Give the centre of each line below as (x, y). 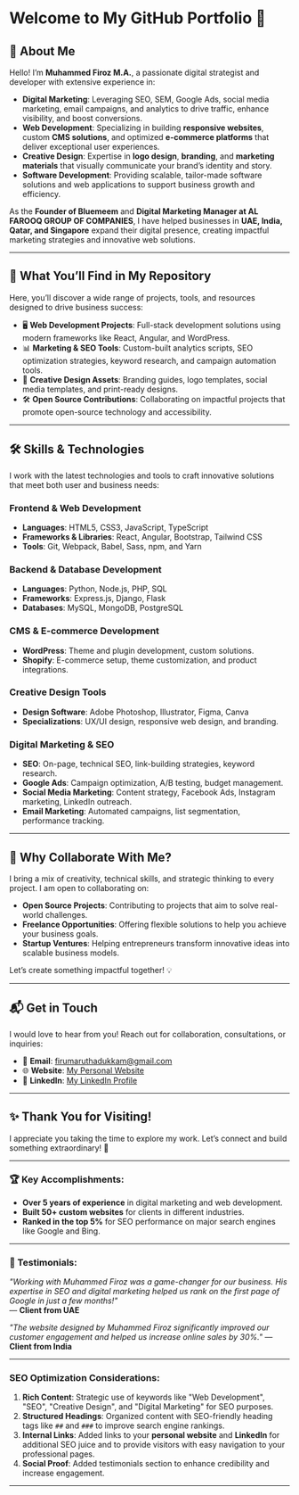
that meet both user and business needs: (85, 484)
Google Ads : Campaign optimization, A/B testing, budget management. (153, 783)
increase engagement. (63, 1473)
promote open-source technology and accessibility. (117, 412)
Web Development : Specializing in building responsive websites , (143, 128)
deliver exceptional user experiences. (91, 147)
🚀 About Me (42, 51)
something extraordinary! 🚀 (59, 1148)
